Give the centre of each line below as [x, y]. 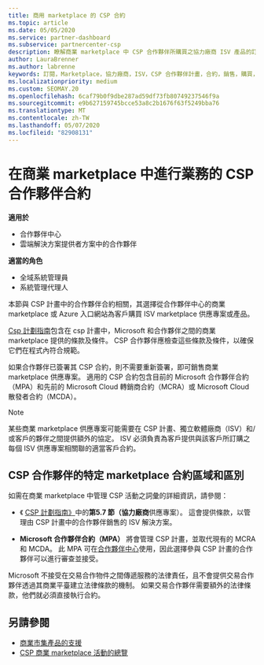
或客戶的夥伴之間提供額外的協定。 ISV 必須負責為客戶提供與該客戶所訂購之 [129, 438]
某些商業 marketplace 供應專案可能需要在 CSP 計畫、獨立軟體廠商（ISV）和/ [132, 428]
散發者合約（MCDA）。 [44, 396]
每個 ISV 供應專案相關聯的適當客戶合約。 [74, 448]
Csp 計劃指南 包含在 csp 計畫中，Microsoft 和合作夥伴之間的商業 [112, 330]
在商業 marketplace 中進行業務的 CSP [131, 174]
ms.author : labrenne [42, 67]
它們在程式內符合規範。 [46, 350]
